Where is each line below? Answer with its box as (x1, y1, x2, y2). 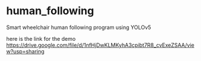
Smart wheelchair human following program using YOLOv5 (6, 24, 151, 31)
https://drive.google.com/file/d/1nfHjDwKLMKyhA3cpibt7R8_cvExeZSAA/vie (6, 41, 195, 49)
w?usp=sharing (6, 47, 45, 54)
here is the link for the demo (6, 35, 76, 42)
